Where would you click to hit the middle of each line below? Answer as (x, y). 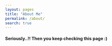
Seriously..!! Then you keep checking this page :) (56, 38)
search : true (18, 23)
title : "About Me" (24, 14)
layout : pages (20, 9)
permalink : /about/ (25, 18)
